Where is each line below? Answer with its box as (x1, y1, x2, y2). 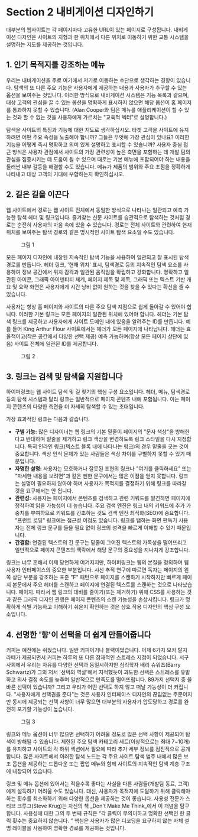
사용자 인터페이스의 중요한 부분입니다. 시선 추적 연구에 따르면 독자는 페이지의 (6, 566, 183, 573)
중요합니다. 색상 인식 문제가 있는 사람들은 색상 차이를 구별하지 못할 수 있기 (14, 450, 185, 458)
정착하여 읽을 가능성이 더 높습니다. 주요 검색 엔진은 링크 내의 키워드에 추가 (14, 502, 185, 509)
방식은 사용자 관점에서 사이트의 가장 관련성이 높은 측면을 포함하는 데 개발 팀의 (12, 148, 191, 155)
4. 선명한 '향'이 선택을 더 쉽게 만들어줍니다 (6, 630, 152, 640)
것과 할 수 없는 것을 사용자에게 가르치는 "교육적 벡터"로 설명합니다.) (12, 113, 167, 121)
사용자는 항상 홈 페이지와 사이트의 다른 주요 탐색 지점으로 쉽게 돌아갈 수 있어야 (6, 303, 186, 310)
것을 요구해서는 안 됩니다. (14, 487, 74, 494)
